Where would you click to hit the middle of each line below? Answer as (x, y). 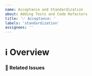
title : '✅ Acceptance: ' (31, 18)
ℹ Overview (27, 53)
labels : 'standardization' (32, 23)
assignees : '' (19, 28)
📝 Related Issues (25, 68)
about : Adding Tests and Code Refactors (46, 14)
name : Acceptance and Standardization (44, 9)
